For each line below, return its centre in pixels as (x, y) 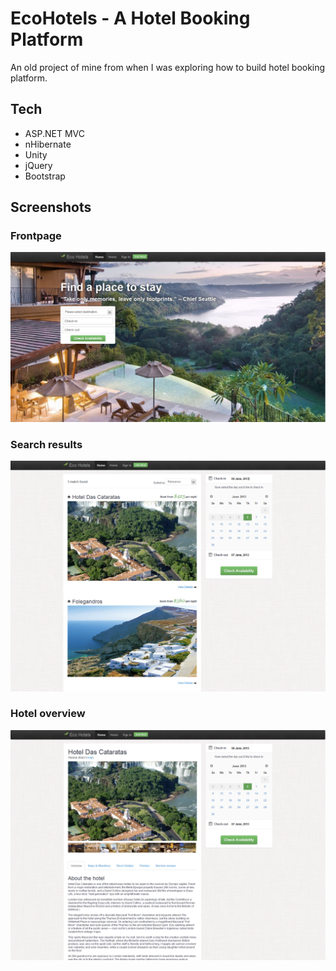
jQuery (38, 165)
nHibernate (48, 144)
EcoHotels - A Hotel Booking (130, 18)
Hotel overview (48, 714)
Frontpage (36, 236)
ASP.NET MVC (54, 133)
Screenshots (51, 207)
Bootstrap (45, 176)
